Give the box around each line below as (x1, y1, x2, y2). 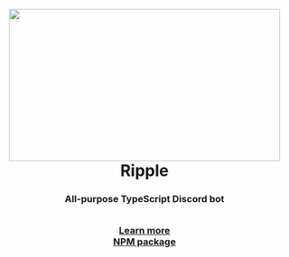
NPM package (113, 235, 176, 248)
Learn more (118, 225, 171, 237)
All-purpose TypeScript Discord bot (64, 193, 225, 206)
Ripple (120, 161, 169, 181)
